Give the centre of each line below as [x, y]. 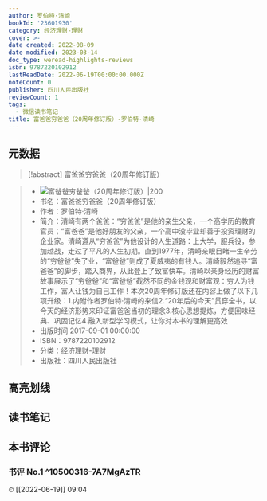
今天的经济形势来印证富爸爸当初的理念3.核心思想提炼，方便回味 [144, 311]
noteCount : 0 [30, 82]
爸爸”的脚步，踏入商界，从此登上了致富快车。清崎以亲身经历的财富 [149, 271]
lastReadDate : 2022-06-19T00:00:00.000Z [77, 75]
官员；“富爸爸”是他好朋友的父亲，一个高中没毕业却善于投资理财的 [147, 231]
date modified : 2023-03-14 [53, 53]
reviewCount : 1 [33, 97]
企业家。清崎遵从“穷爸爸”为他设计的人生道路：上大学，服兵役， [144, 241]
